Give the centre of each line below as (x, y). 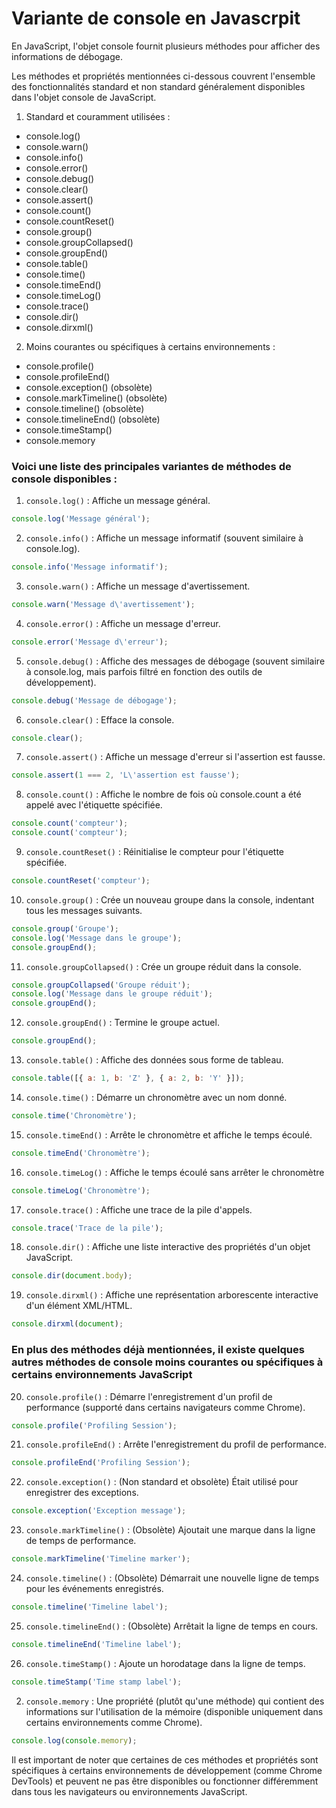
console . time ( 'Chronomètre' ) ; (74, 1115)
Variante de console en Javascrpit (156, 18)
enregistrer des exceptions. (82, 1493)
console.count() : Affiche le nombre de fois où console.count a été (163, 794)
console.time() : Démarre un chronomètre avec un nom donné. (156, 1097)
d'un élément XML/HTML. (79, 1306)
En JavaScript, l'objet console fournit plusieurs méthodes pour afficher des (166, 46)
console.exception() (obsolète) (89, 387)
